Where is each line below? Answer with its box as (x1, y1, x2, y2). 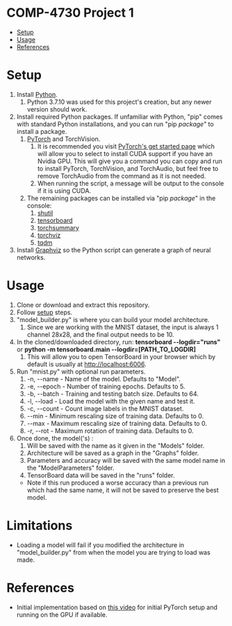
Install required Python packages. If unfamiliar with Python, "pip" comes (16, 112, 223, 121)
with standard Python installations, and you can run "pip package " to (16, 120, 215, 128)
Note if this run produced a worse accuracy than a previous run (26, 478, 209, 487)
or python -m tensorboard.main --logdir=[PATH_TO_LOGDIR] (16, 345, 196, 353)
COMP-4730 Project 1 (6, 5, 135, 21)
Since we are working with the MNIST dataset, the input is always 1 (26, 323, 219, 331)
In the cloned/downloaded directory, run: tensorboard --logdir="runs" (16, 337, 221, 346)
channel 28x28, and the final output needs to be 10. (26, 330, 174, 339)
